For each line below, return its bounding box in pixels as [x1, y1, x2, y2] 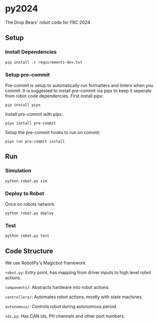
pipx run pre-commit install [5, 139, 65, 144]
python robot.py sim [5, 179, 48, 184]
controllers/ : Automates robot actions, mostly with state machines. [5, 294, 143, 300]
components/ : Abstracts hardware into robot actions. [5, 284, 110, 290]
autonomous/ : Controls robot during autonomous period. [5, 304, 118, 310]
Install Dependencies [5, 48, 57, 55]
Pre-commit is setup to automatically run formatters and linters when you [5, 82, 154, 88]
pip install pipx [5, 102, 41, 107]
